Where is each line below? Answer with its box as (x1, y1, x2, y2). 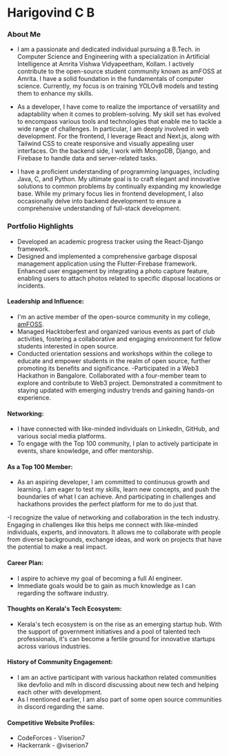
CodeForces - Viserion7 (17, 734, 86, 742)
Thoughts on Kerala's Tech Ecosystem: (7, 605, 122, 613)
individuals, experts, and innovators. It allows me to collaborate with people (7, 528, 221, 537)
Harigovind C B (7, 5, 95, 21)
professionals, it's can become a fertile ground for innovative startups (17, 634, 216, 643)
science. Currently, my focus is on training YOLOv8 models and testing (17, 82, 219, 91)
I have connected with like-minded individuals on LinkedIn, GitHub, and (17, 425, 219, 433)
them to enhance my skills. (17, 89, 94, 98)
